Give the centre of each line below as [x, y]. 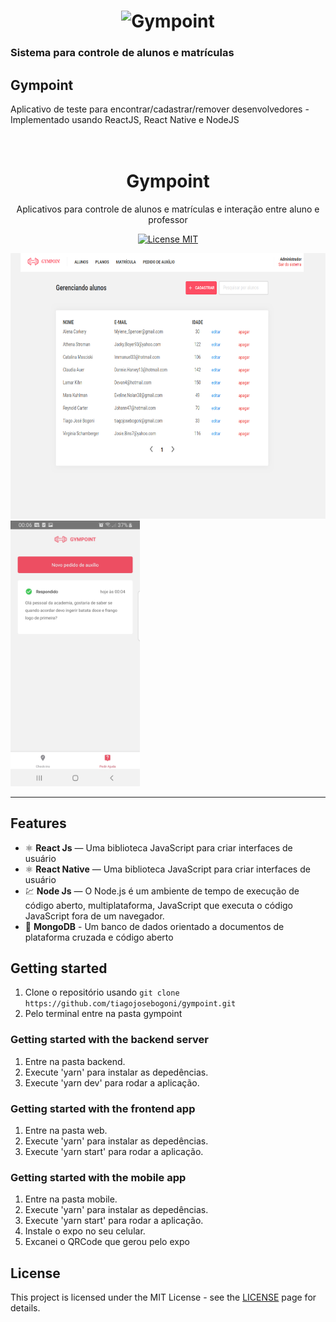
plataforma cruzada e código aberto [99, 937]
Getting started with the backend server [109, 1040]
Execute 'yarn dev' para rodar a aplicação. [112, 1082]
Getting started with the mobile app [98, 1177]
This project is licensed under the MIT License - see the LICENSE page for [163, 1297]
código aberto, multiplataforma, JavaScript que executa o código [159, 905]
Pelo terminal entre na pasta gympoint [103, 1014]
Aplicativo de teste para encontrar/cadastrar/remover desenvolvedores [156, 109]
